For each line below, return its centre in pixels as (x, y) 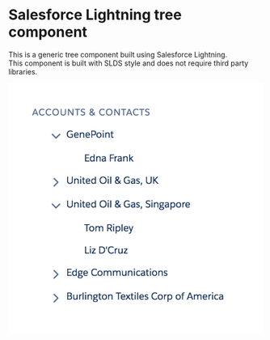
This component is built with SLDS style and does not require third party (129, 63)
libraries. (23, 71)
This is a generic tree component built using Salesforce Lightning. (118, 54)
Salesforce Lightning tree (95, 15)
